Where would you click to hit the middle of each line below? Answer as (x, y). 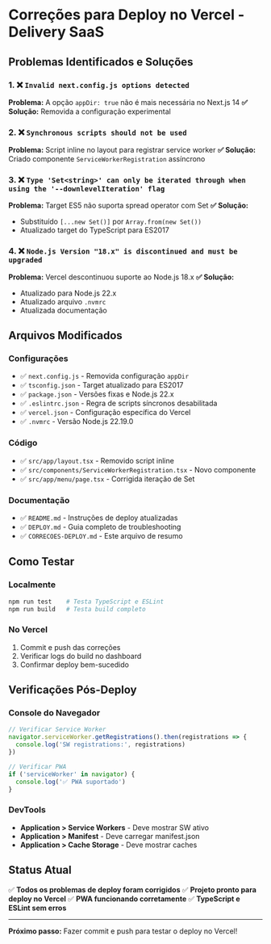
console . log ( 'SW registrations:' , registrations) (100, 745)
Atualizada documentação (63, 310)
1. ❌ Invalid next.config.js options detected (99, 85)
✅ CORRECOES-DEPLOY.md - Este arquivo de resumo (101, 536)
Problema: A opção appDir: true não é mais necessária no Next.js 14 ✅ (128, 102)
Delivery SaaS (56, 32)
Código (23, 443)
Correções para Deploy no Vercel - (127, 15)
